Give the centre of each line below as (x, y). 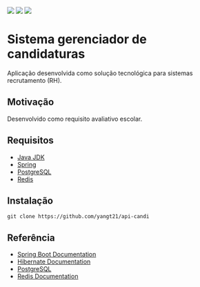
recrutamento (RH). (34, 80)
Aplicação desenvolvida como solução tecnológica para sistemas (100, 73)
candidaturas (46, 54)
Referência (31, 238)
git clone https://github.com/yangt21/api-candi (78, 217)
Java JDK (31, 157)
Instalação (30, 200)
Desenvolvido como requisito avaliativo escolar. (75, 119)
